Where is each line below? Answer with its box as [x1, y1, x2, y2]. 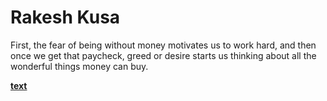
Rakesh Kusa [10, 6, 121, 29]
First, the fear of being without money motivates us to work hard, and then [10, 39, 317, 51]
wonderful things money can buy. [10, 60, 149, 72]
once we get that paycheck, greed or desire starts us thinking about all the [10, 49, 317, 61]
